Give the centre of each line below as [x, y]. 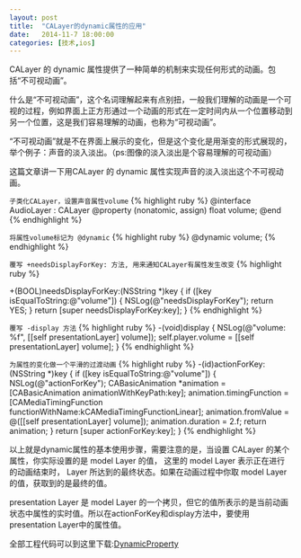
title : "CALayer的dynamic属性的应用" [78, 26]
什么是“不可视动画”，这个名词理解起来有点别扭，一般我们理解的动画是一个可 [150, 100]
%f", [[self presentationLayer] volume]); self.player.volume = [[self [132, 337]
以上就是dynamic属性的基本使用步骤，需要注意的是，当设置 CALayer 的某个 [150, 449]
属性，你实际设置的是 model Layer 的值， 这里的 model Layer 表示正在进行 [147, 461]
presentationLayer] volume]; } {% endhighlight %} [102, 347]
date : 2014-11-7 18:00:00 [62, 34]
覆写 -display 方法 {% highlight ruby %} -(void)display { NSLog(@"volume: [147, 328]
